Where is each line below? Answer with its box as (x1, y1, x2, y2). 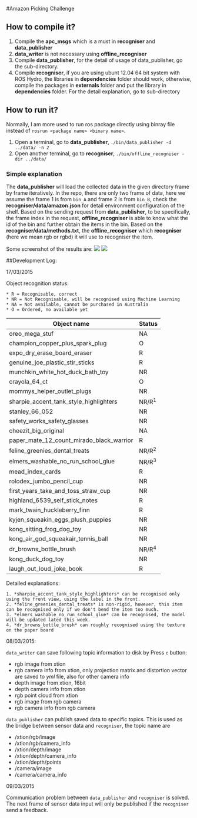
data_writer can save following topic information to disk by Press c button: (6, 649, 187, 656)
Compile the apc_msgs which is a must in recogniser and (14, 38, 155, 45)
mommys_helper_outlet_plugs (9, 387, 92, 395)
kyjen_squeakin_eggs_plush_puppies (9, 515, 112, 523)
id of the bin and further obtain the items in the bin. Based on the (6, 221, 163, 228)
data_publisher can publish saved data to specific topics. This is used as (6, 716, 183, 723)
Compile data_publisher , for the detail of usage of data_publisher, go (14, 56, 183, 64)
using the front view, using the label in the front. (6, 596, 141, 603)
